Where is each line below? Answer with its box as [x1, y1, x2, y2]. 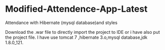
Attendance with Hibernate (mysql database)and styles [5, 20, 118, 25]
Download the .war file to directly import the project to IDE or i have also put [5, 29, 160, 35]
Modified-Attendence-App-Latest [5, 3, 148, 15]
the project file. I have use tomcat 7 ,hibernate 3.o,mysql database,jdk [5, 34, 148, 40]
